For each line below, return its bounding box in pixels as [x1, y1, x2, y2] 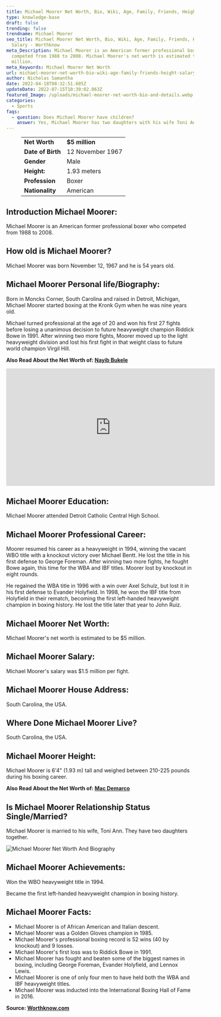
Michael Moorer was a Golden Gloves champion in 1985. [14, 929, 153, 936]
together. [6, 834, 29, 841]
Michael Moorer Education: [6, 496, 109, 506]
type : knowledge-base [6, 14, 60, 20]
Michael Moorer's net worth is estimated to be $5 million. [6, 634, 146, 642]
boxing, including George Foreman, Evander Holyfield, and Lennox [14, 961, 179, 968]
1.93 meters [66, 167, 101, 175]
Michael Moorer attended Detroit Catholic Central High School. [6, 512, 160, 519]
